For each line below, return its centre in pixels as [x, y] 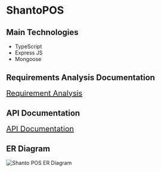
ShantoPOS [35, 10]
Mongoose [28, 59]
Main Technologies [42, 32]
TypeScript [28, 46]
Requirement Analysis [44, 93]
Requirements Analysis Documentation [80, 78]
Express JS [29, 53]
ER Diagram [28, 149]
